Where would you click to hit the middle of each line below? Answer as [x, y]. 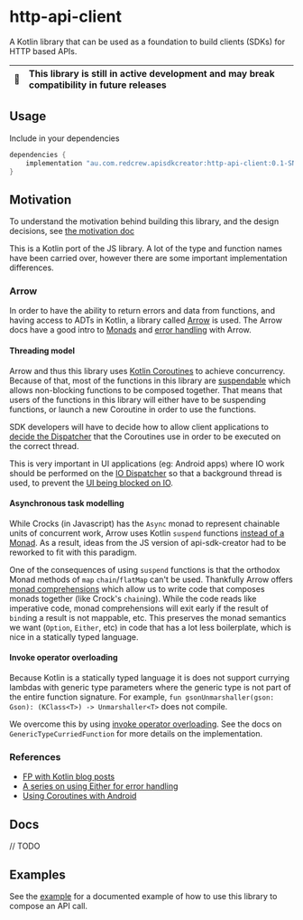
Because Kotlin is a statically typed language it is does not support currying [150, 678]
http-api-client [65, 17]
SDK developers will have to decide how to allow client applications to [139, 427]
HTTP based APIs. [43, 51]
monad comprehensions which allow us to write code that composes [137, 588]
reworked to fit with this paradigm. [73, 552]
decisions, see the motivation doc [72, 231]
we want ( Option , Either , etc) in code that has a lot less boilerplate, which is [150, 627]
